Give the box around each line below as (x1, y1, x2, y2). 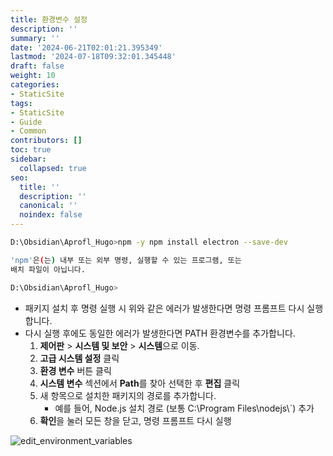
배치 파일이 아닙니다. (10, 264, 86, 275)
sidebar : (10, 154, 47, 164)
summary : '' (10, 33, 60, 43)
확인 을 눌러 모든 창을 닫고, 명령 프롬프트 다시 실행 (39, 414, 232, 426)
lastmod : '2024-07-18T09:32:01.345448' (10, 52, 177, 62)
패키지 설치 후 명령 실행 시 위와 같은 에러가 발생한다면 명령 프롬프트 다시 (24, 302, 305, 314)
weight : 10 (10, 71, 56, 81)
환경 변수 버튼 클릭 (39, 364, 112, 376)
